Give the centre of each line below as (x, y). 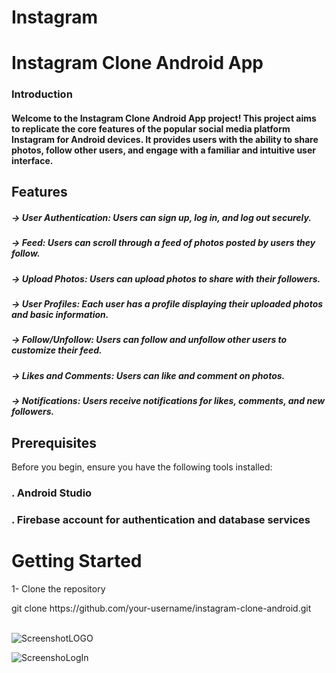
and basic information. (60, 314)
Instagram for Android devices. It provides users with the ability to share (165, 139)
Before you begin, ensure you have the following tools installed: (142, 467)
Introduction (42, 94)
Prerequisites (54, 442)
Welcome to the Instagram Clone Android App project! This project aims (164, 118)
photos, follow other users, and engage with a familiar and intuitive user (163, 150)
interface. (32, 160)
